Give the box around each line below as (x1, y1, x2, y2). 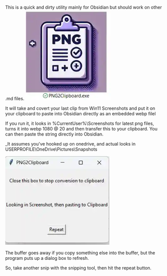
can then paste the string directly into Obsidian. (5, 131, 104, 137)
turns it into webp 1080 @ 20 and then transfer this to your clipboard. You (5, 126, 157, 131)
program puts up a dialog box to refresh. (5, 255, 89, 261)
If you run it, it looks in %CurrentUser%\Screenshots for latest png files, (5, 120, 154, 126)
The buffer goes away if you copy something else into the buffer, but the (5, 250, 155, 256)
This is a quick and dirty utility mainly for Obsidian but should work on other (5, 5, 162, 10)
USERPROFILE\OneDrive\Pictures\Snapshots (5, 146, 98, 152)
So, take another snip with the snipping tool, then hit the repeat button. (5, 265, 152, 271)
